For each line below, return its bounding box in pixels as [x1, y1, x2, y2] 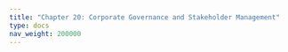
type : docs [9, 21, 50, 30]
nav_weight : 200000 [9, 29, 82, 38]
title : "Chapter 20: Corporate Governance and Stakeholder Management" [9, 12, 280, 22]
